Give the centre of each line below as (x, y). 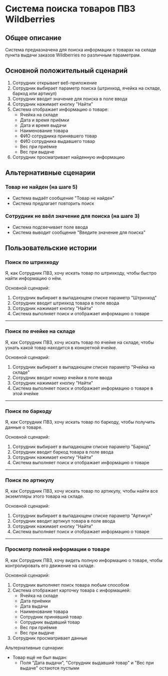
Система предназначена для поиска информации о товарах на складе (81, 50)
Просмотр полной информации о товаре (57, 549)
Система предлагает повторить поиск (53, 203)
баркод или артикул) (34, 93)
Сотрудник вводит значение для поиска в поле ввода (70, 98)
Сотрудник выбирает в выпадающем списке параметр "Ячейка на (83, 367)
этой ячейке (25, 393)
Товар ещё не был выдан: (40, 657)
